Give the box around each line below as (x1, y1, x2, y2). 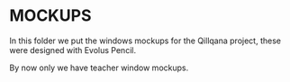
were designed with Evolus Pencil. (9, 44, 137, 55)
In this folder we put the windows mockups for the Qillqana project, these (9, 35, 282, 46)
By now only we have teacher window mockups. (9, 62, 189, 73)
